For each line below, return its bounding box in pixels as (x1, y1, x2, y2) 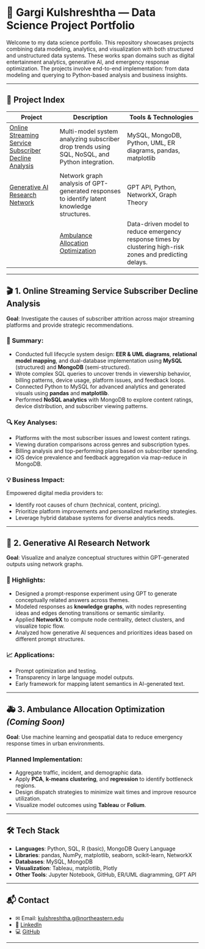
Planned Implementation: (6, 755, 83, 764)
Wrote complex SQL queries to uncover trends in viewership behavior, (15, 370, 192, 377)
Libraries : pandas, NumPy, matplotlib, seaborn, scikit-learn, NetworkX (15, 851, 192, 858)
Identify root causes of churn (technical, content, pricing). (15, 501, 161, 508)
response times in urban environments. (6, 740, 105, 747)
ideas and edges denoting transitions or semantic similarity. (15, 609, 165, 617)
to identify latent (59, 194, 107, 203)
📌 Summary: (6, 337, 44, 345)
